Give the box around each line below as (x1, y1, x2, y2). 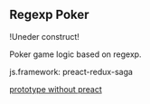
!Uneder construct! (9, 31, 80, 42)
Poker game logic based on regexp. (9, 49, 142, 60)
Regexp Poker (9, 7, 89, 23)
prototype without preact (9, 83, 102, 94)
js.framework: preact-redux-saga (9, 66, 134, 77)
